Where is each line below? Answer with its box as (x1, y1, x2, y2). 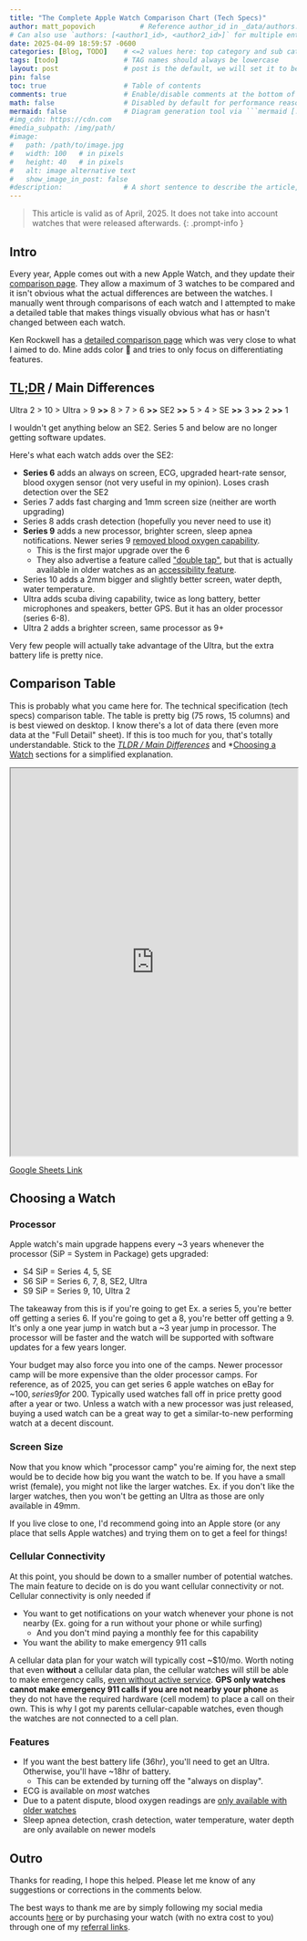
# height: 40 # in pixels (9, 157, 125, 167)
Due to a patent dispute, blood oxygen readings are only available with (22, 1795, 288, 1806)
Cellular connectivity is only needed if (9, 1590, 151, 1601)
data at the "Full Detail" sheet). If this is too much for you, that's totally (9, 729, 273, 740)
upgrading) (22, 505, 66, 516)
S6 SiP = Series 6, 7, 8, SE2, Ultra (22, 1276, 148, 1287)
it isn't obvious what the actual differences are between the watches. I (9, 287, 273, 298)
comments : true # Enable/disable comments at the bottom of (9, 89, 296, 99)
